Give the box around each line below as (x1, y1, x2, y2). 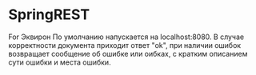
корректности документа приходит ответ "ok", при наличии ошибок (8, 40, 242, 49)
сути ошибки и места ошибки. (8, 57, 111, 67)
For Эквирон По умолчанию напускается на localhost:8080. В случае (8, 32, 245, 41)
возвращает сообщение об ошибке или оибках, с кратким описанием (8, 49, 248, 58)
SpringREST (8, 6, 90, 24)
